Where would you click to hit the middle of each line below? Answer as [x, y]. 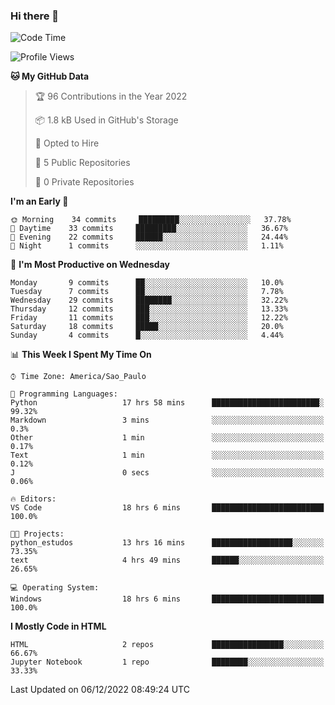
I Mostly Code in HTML [58, 626]
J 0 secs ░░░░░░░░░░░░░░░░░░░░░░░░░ [167, 473]
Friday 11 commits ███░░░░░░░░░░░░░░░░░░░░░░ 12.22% [149, 318]
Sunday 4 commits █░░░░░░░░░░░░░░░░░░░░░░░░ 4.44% [147, 335]
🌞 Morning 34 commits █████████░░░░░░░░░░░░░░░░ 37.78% [151, 220]
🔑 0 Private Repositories [84, 182]
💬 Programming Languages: [64, 394]
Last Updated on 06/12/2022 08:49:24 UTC [100, 690]
